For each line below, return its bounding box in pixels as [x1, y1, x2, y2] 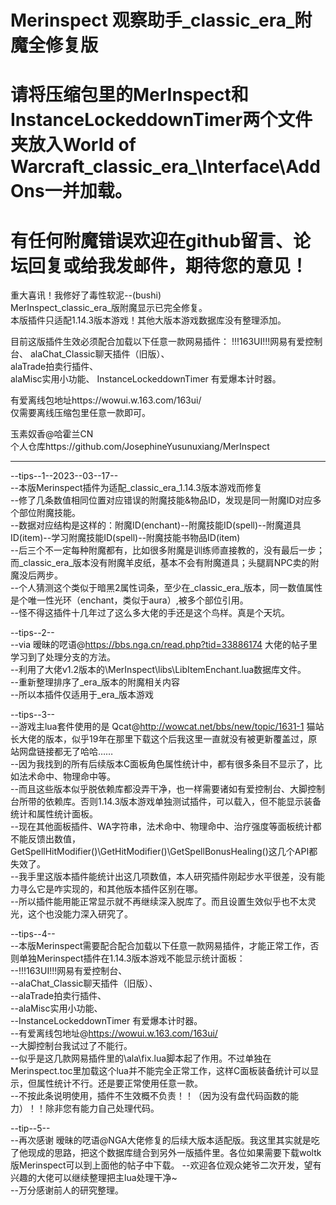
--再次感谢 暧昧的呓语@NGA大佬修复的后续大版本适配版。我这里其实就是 [10, 1134, 312, 1146]
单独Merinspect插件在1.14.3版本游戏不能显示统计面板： [18, 952, 246, 965]
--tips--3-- [10, 709, 56, 721]
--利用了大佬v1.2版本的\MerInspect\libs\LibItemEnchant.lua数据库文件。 [10, 664, 307, 676]
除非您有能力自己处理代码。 [44, 1102, 160, 1115]
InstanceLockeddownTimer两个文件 [10, 109, 313, 131]
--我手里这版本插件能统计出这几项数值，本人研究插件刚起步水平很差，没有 [10, 871, 317, 883]
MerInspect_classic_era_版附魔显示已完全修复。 [10, 302, 208, 314]
